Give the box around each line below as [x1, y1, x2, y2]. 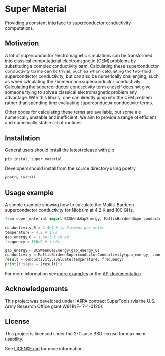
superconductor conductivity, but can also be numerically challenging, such [5, 73, 159, 79]
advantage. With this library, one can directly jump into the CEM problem [5, 94, 152, 100]
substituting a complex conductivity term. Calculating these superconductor [5, 63, 159, 69]
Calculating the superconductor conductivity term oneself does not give [5, 84, 151, 90]
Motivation [5, 39, 39, 48]
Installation [5, 134, 40, 142]
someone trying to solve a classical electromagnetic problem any [5, 89, 137, 95]
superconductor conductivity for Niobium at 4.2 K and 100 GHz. [5, 207, 134, 213]
